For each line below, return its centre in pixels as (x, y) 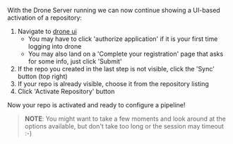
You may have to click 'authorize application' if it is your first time (123, 39)
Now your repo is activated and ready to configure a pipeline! (96, 105)
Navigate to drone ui (47, 31)
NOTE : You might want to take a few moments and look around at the (125, 119)
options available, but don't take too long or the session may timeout (124, 126)
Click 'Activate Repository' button (66, 91)
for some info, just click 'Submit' (75, 61)
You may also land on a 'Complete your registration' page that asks (126, 54)
